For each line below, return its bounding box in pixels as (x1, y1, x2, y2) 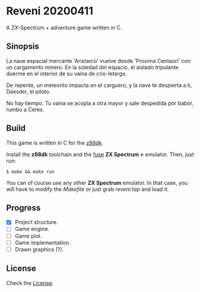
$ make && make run (6, 169, 55, 175)
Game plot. (14, 232, 42, 239)
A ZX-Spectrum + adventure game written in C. (6, 24, 122, 31)
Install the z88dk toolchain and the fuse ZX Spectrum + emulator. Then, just (6, 151, 194, 158)
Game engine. (14, 226, 50, 233)
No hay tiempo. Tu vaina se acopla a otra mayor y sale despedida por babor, (6, 99, 194, 107)
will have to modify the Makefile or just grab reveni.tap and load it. (6, 185, 169, 193)
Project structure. (14, 218, 58, 226)
